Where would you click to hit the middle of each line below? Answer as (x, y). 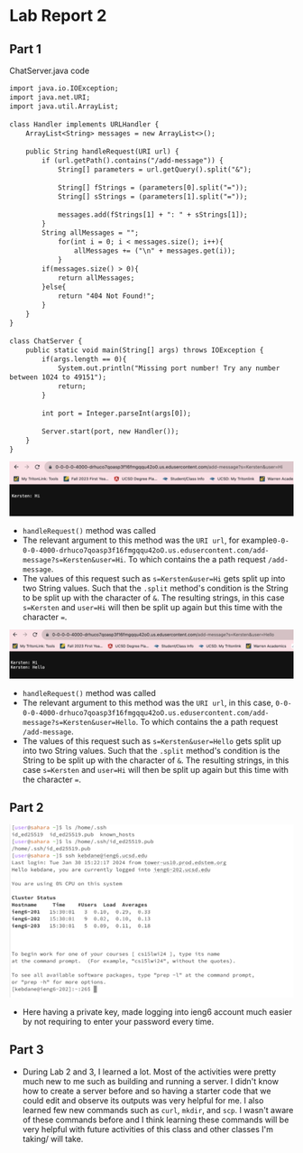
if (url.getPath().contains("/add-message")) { (133, 161)
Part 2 (27, 808)
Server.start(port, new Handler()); (110, 432)
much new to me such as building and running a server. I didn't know (151, 1081)
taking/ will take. (53, 1139)
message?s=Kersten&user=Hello (79, 722)
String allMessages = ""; (91, 233)
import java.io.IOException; (64, 88)
